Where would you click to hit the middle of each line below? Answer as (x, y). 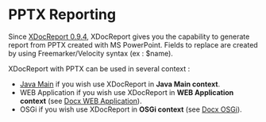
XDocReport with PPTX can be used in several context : (99, 68)
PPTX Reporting (62, 15)
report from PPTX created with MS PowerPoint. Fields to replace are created (133, 44)
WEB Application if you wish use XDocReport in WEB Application (127, 92)
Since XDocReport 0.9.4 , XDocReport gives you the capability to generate (129, 36)
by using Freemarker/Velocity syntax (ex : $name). (91, 53)
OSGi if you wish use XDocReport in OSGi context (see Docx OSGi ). (131, 109)
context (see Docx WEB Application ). (81, 101)
